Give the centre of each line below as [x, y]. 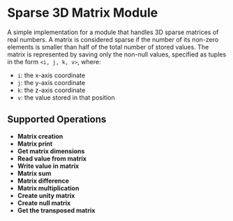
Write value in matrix [48, 166]
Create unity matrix [46, 195]
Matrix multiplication [48, 188]
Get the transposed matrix [56, 210]
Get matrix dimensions [51, 151]
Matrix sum [34, 173]
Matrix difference [43, 181]
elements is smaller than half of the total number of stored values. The [108, 47]
